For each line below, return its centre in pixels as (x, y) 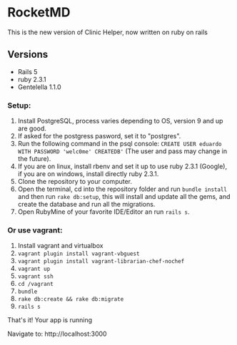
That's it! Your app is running (50, 320)
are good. (32, 128)
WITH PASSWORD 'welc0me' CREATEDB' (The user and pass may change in (122, 151)
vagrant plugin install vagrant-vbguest (79, 254)
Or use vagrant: (35, 230)
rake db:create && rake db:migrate (71, 299)
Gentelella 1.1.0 (40, 87)
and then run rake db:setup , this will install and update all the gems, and (124, 197)
